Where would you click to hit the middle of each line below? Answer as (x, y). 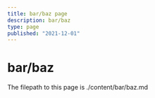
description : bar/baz (39, 20)
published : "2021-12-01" (44, 33)
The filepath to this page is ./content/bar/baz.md (78, 87)
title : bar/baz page (38, 14)
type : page (23, 27)
